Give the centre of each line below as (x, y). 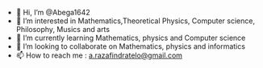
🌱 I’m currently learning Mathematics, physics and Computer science (131, 38)
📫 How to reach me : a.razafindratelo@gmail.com (99, 55)
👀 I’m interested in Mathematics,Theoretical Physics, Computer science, (136, 21)
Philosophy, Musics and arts (63, 29)
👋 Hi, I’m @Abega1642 (53, 12)
